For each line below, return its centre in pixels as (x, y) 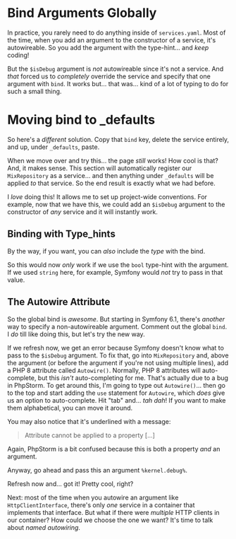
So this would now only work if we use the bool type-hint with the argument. (118, 265)
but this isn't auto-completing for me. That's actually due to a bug (133, 378)
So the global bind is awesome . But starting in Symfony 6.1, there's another (116, 319)
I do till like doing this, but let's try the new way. (76, 334)
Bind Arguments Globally (82, 13)
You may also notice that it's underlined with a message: (89, 421)
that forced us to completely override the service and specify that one (109, 76)
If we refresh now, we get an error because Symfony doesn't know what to (116, 348)
